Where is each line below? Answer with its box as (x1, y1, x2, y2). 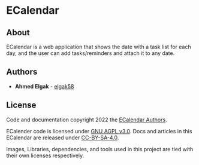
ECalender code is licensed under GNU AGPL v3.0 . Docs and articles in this (6, 127, 192, 135)
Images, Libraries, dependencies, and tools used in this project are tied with (6, 145, 194, 152)
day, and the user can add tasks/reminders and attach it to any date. (6, 50, 175, 57)
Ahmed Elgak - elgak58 (14, 82, 74, 90)
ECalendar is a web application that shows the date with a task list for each (6, 43, 191, 50)
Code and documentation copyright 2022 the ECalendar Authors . (6, 116, 167, 123)
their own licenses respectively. (6, 152, 85, 159)
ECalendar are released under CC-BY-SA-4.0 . (6, 134, 119, 141)
